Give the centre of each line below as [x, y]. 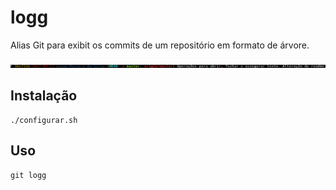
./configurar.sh [44, 120]
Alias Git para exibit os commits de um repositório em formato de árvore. [160, 45]
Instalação [44, 96]
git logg [28, 175]
